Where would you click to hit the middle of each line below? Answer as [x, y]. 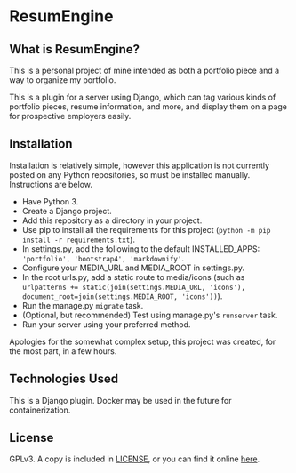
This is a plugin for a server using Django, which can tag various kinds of [143, 97]
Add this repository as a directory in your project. [112, 220]
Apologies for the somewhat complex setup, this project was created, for [143, 341]
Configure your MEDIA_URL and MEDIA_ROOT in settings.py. [133, 268]
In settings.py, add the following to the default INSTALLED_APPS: [141, 249]
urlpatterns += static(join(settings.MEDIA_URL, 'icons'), [134, 287]
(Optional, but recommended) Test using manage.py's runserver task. [150, 315]
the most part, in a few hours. [63, 351]
